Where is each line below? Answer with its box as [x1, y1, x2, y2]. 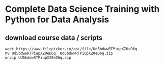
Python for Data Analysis [5, 14, 109, 25]
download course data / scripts [5, 33, 103, 42]
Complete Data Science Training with [5, 3, 160, 15]
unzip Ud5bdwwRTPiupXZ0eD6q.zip [5, 55, 71, 60]
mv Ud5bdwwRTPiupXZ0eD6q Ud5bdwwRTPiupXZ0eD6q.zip [5, 51, 113, 56]
